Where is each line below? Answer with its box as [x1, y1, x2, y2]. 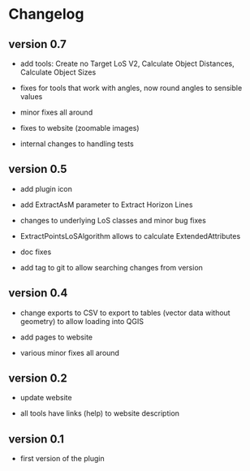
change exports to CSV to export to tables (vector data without [19, 308, 231, 318]
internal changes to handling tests [19, 139, 134, 149]
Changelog [8, 5, 84, 24]
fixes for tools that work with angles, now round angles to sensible [19, 83, 243, 93]
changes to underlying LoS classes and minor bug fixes [19, 215, 207, 225]
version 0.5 [8, 162, 67, 176]
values [19, 92, 43, 102]
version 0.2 [8, 371, 67, 386]
